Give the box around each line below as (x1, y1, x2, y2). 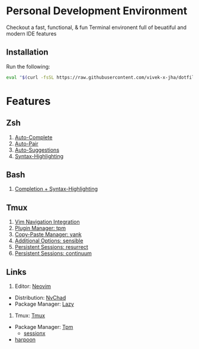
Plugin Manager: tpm (14, 225, 66, 232)
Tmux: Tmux (14, 312, 46, 319)
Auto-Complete (14, 133, 53, 140)
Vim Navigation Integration (14, 218, 80, 226)
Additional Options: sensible (14, 237, 84, 244)
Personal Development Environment (6, 4, 188, 18)
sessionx (23, 330, 46, 337)
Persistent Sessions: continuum (14, 250, 92, 257)
